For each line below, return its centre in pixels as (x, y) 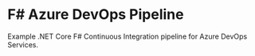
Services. (23, 44)
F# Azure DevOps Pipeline (96, 15)
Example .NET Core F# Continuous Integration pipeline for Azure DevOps (127, 36)
